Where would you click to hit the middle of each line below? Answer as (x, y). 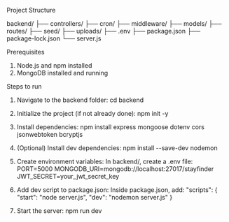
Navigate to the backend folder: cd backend (80, 100)
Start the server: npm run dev (59, 211)
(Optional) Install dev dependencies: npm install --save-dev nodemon (117, 148)
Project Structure (31, 10)
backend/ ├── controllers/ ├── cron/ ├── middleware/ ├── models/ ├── (114, 23)
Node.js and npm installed (54, 65)
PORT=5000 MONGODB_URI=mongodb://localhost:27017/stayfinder (115, 169)
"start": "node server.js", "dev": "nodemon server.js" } (95, 197)
